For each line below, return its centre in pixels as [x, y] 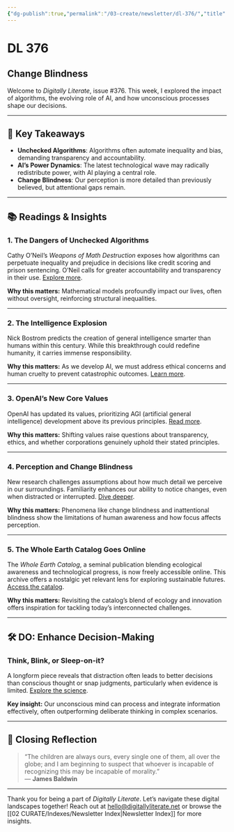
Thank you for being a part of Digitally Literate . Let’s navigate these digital [113, 799]
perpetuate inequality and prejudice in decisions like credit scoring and [109, 263]
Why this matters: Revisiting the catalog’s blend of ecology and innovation [115, 601]
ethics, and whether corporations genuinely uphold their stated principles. [114, 442]
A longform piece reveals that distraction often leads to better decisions [110, 676]
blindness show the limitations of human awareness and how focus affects [114, 518]
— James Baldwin [51, 778]
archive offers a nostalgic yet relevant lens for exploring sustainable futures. [116, 580]
